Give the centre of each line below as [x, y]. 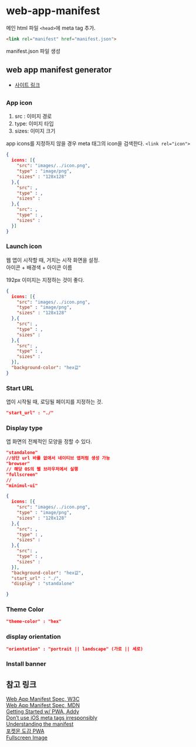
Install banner [26, 664]
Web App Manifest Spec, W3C [43, 699]
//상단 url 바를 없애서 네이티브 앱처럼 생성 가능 [58, 458]
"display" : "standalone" [43, 584]
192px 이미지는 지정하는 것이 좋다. [45, 280]
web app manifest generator [59, 70]
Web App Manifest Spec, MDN [43, 705]
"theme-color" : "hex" [34, 622]
